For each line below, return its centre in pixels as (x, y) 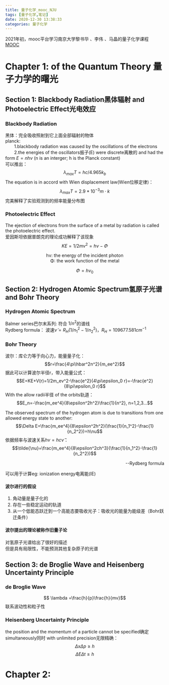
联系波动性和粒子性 (25, 607)
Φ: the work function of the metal (85, 261)
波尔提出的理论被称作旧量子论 (36, 530)
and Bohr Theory (32, 297)
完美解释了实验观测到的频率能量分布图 (45, 201)
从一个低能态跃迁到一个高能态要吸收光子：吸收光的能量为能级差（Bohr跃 (88, 511)
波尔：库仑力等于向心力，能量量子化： (45, 356)
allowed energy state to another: (39, 418)
